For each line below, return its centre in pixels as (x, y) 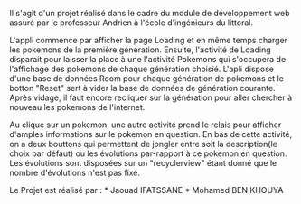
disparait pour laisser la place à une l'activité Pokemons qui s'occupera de (148, 59)
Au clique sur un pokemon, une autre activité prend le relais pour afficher (146, 125)
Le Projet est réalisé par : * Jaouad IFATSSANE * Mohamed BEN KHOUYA (146, 190)
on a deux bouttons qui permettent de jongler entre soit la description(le (143, 144)
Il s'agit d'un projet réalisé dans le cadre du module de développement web (150, 13)
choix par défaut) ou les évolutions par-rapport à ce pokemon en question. (148, 153)
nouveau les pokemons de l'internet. (77, 107)
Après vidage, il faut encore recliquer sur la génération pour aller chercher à (151, 97)
